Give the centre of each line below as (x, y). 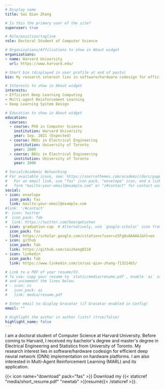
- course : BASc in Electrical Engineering (54, 154)
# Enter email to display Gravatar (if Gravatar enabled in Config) (77, 304)
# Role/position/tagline (30, 37)
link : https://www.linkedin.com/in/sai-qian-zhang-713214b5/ (73, 263)
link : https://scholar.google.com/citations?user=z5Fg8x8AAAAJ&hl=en (82, 236)
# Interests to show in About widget (44, 86)
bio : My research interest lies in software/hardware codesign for (76, 77)
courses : (18, 122)
